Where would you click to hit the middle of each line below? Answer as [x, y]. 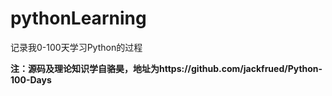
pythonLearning [78, 18]
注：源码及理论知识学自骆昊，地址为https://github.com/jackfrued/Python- [166, 68]
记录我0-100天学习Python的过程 [76, 47]
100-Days [31, 79]
